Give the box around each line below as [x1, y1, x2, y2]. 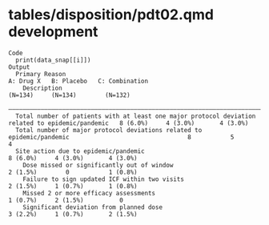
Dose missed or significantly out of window [22, 161, 174, 169]
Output [8, 62, 30, 71]
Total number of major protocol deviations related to [15, 126, 203, 134]
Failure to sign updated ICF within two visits [22, 175, 184, 183]
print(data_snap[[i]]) [15, 56, 91, 64]
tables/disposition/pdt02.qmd [8, 6, 215, 24]
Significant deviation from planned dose [22, 203, 163, 211]
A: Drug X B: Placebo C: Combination [8, 77, 149, 85]
